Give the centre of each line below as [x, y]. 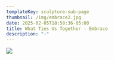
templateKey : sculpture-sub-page [48, 12]
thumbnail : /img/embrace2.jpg [44, 17]
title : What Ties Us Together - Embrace [57, 28]
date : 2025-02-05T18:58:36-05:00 [48, 23]
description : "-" [28, 34]
